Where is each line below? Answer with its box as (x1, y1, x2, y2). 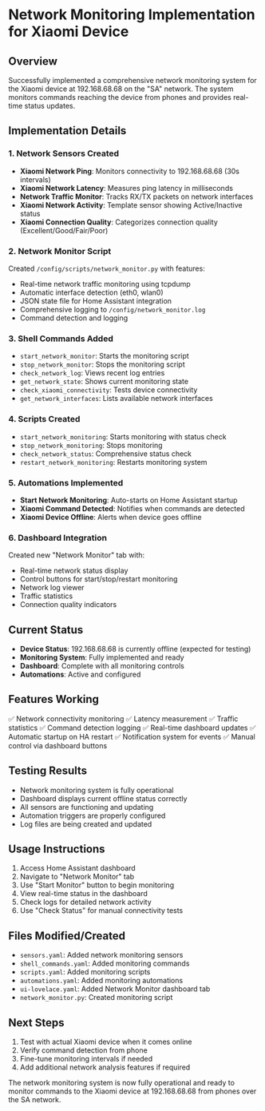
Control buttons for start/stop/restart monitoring (19, 574, 178, 584)
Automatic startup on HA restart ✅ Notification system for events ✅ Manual (8, 732, 255, 741)
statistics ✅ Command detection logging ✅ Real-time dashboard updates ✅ (8, 723, 256, 732)
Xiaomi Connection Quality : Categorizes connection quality (19, 217, 218, 227)
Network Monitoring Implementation (8, 6, 255, 24)
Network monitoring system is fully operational (19, 785, 174, 795)
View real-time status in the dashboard (19, 889, 148, 899)
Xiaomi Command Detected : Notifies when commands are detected (19, 503, 245, 513)
